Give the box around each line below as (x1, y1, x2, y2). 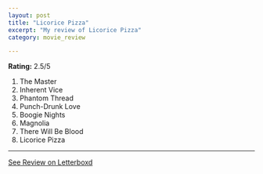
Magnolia (19, 118, 50, 128)
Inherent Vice (19, 85, 63, 95)
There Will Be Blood (19, 127, 84, 136)
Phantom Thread (19, 93, 74, 103)
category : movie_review (8, 33, 86, 42)
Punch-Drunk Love (19, 102, 81, 111)
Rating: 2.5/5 (8, 62, 51, 71)
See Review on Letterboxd (8, 158, 93, 167)
